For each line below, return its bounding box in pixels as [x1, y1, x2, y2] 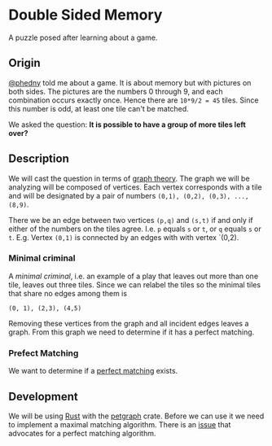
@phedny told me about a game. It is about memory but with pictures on [8, 77, 252, 87]
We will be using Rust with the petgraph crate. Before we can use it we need [8, 411, 265, 421]
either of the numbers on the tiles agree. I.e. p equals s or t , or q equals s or [8, 224, 262, 234]
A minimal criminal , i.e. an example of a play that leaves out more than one [8, 271, 259, 281]
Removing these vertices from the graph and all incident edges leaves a [8, 318, 249, 328]
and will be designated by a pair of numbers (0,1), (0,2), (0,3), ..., [8, 190, 249, 200]
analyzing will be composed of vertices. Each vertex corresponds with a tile [8, 181, 262, 192]
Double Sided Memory [8, 6, 163, 24]
